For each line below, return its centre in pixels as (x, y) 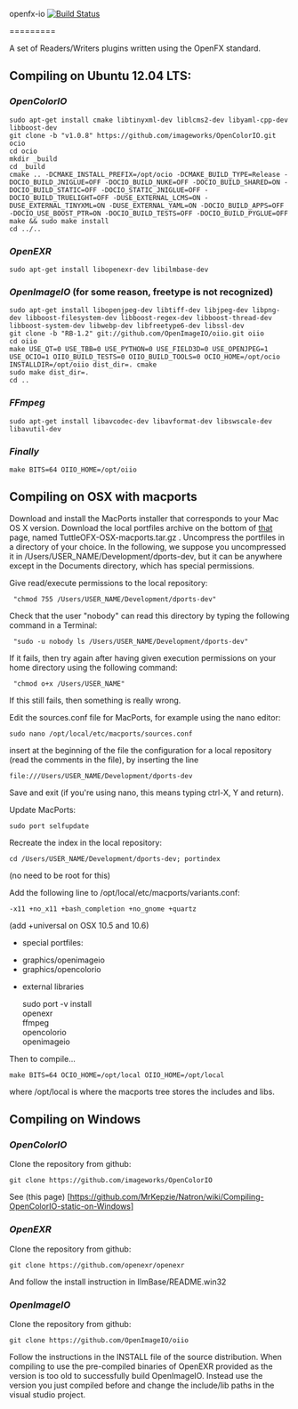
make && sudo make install (59, 221)
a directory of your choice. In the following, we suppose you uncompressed (148, 546)
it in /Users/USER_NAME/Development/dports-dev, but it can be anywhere (146, 556)
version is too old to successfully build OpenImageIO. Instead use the (136, 1375)
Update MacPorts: (43, 809)
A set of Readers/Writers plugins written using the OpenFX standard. (135, 48)
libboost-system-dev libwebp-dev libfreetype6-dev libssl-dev (127, 326)
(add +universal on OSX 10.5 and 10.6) (79, 925)
